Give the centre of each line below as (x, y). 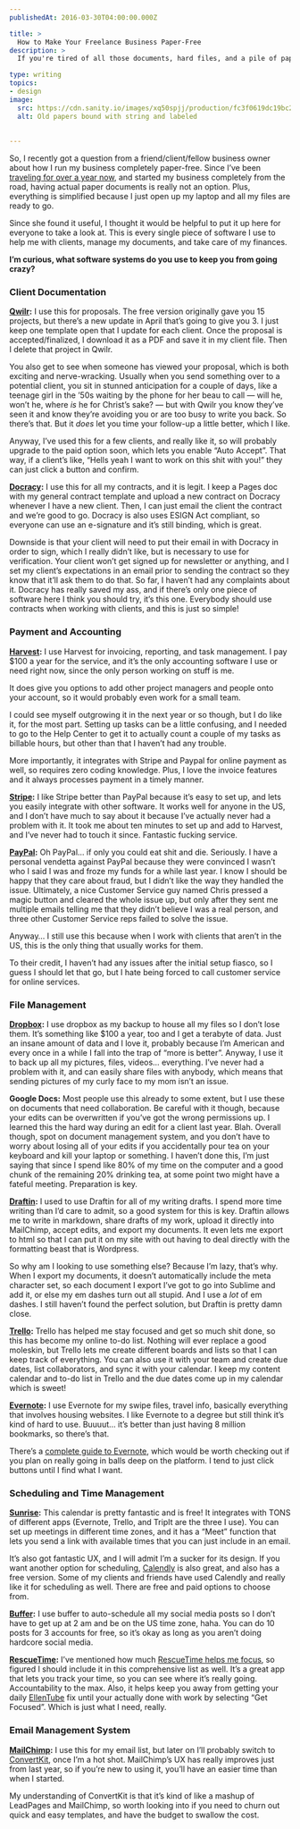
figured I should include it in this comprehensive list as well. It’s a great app (147, 1669)
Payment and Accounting (66, 632)
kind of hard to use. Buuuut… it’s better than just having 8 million (128, 1424)
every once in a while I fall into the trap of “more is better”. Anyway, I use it (146, 1053)
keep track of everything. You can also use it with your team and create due (149, 1360)
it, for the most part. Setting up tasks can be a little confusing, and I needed (148, 724)
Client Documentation (58, 292)
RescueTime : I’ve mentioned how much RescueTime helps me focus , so (142, 1660)
